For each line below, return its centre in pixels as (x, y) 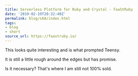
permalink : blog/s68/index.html (38, 18)
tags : (10, 23)
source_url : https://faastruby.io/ (41, 37)
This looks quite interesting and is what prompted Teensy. (63, 50)
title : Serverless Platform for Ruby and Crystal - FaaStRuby (69, 9)
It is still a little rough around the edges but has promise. (61, 59)
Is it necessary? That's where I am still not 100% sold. (59, 68)
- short (13, 32)
